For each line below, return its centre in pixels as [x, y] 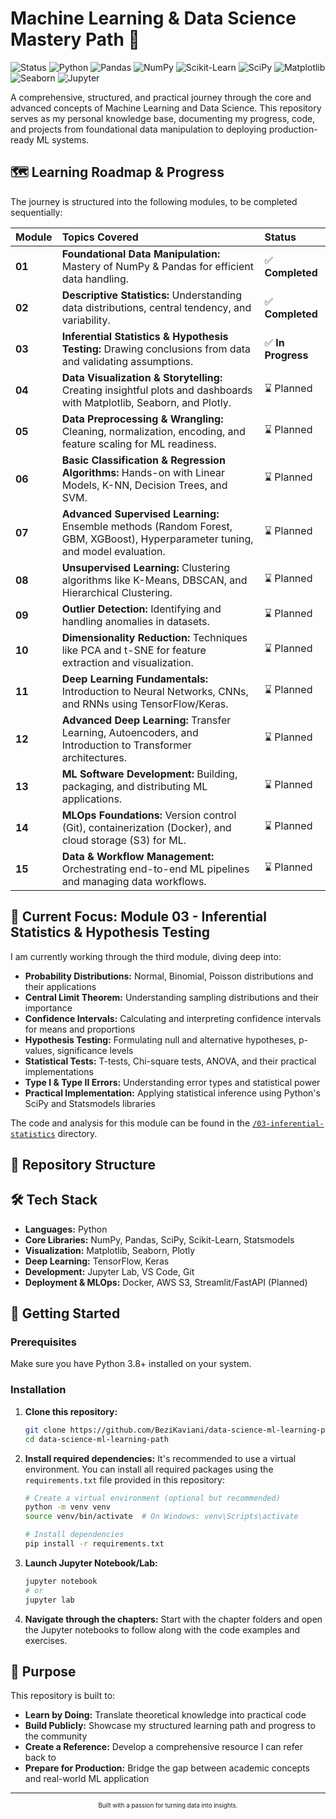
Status [280, 237]
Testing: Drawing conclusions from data [156, 349]
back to [40, 1758]
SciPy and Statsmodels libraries [90, 1103]
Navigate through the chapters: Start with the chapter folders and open [173, 1619]
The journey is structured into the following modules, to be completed [154, 201]
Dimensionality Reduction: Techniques [154, 637]
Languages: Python [66, 1229]
